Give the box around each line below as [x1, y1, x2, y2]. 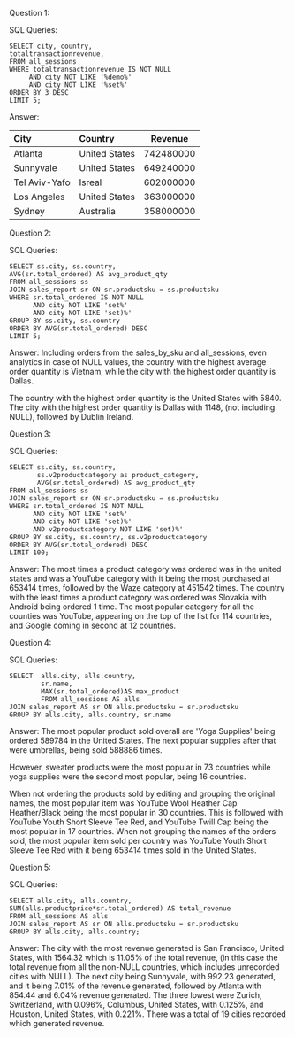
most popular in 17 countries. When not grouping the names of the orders [9, 826, 276, 836]
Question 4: [9, 638, 52, 647]
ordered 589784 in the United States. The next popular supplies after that [9, 735, 276, 746]
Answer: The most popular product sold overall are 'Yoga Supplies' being [9, 726, 276, 736]
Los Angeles [13, 190, 65, 203]
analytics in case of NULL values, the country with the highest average [9, 357, 267, 367]
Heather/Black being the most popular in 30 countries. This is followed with [9, 808, 284, 817]
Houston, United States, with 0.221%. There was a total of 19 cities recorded [9, 1009, 287, 1019]
